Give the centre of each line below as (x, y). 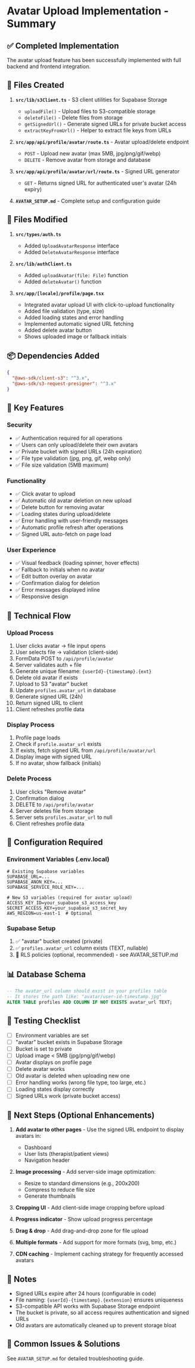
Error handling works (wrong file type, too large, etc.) (81, 1082)
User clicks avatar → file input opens (61, 645)
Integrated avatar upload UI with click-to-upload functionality (99, 304)
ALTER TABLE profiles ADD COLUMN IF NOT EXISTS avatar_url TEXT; (89, 1002)
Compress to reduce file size (60, 1190)
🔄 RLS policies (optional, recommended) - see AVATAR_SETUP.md (97, 955)
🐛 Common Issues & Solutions (64, 1344)
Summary (31, 24)
